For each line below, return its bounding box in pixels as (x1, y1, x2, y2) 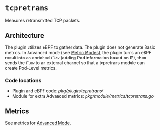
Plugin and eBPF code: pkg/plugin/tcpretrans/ (12, 88, 104, 94)
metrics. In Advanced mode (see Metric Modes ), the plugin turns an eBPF (5, 49, 152, 55)
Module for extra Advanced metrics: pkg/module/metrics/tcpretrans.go (12, 93, 154, 99)
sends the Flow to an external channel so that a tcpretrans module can (5, 59, 145, 66)
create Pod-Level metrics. (5, 65, 57, 71)
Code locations (5, 77, 42, 84)
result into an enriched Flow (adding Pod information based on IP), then (5, 55, 146, 60)
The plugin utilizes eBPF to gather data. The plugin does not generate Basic (5, 44, 156, 50)
